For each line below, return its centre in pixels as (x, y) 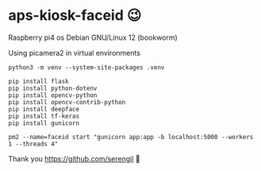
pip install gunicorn (44, 123)
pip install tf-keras (44, 116)
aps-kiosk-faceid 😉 (75, 16)
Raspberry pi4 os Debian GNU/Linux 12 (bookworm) (93, 37)
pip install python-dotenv (53, 88)
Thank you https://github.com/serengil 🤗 (74, 158)
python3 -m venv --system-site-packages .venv (86, 67)
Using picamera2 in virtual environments (75, 52)
